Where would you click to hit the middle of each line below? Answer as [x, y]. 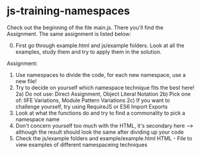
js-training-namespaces [68, 11]
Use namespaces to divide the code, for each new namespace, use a [101, 75]
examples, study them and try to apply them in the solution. [88, 51]
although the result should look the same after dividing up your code [99, 132]
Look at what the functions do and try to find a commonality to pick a [100, 113]
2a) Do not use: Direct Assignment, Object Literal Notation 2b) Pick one [103, 94]
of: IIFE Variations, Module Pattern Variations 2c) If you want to [93, 100]
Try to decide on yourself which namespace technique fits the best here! [105, 87]
